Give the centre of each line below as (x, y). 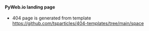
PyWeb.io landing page (30, 7)
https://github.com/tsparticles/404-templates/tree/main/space (78, 23)
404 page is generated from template (52, 18)
